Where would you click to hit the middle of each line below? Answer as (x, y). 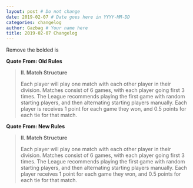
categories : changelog (34, 22)
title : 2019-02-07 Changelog (42, 33)
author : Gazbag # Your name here (47, 28)
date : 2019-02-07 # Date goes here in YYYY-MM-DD (68, 17)
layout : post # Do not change (43, 11)
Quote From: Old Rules (34, 61)
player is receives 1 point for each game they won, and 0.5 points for (103, 109)
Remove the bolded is (32, 50)
